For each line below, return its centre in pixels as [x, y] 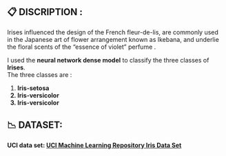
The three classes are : [40, 74]
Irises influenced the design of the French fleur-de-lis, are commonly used [113, 32]
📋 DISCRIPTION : [45, 12]
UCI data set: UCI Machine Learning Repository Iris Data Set [94, 145]
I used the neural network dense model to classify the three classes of [108, 60]
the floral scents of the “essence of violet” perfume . [82, 47]
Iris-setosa [33, 88]
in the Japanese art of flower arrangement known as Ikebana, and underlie [113, 39]
